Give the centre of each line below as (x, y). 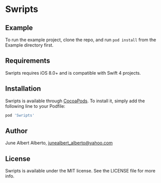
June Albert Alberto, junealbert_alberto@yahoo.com (59, 143)
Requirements (28, 61)
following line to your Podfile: (35, 106)
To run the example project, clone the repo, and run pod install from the (81, 40)
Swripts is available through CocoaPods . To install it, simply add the (75, 101)
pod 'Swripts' (20, 115)
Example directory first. (29, 45)
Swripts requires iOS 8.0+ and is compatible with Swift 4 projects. (73, 73)
